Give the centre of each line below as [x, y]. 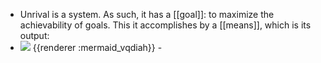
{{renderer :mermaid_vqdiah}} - [97, 47]
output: [34, 35]
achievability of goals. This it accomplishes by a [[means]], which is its [165, 25]
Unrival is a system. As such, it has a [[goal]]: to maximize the [147, 14]
